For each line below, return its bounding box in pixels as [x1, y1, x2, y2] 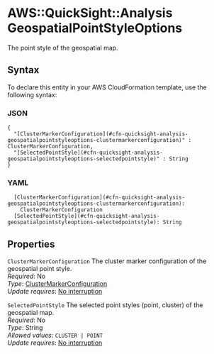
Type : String [7, 323, 43, 332]
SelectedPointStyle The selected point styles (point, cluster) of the [7, 301, 203, 309]
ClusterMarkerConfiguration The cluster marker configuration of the [7, 257, 207, 265]
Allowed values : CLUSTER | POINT [7, 331, 103, 340]
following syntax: [7, 90, 57, 99]
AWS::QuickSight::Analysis [7, 5, 173, 21]
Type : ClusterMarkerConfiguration [7, 280, 108, 288]
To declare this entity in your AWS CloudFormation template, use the [7, 83, 207, 92]
